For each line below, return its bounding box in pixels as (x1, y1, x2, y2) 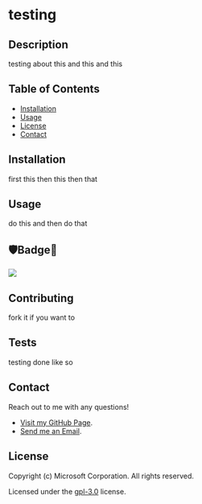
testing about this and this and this (8, 59, 123, 68)
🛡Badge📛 (8, 243, 58, 257)
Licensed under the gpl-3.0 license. (8, 486, 126, 496)
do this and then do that (8, 219, 88, 229)
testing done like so (8, 357, 74, 367)
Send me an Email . (19, 426, 82, 436)
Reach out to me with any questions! (8, 402, 130, 411)
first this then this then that (8, 174, 98, 184)
